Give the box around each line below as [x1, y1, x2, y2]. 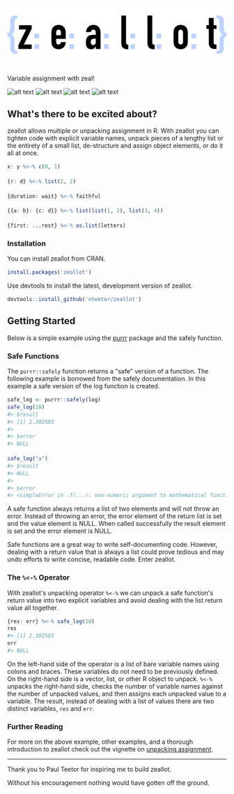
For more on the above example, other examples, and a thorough [7, 737, 194, 746]
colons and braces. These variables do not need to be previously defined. [7, 667, 219, 675]
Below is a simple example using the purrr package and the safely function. [7, 334, 224, 342]
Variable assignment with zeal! [7, 74, 95, 82]
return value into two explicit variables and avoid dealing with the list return [7, 596, 223, 604]
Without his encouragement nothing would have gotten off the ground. [7, 779, 210, 787]
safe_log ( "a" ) [7, 455, 49, 462]
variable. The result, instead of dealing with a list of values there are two [7, 697, 214, 705]
